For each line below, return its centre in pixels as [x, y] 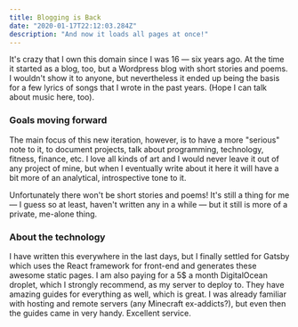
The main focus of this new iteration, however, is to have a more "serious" [145, 140]
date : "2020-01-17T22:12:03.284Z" [73, 26]
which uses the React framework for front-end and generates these [133, 266]
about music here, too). [52, 97]
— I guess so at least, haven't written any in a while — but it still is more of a [149, 204]
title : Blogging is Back [55, 17]
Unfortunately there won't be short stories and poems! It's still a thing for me [149, 195]
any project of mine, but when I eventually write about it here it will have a [144, 168]
